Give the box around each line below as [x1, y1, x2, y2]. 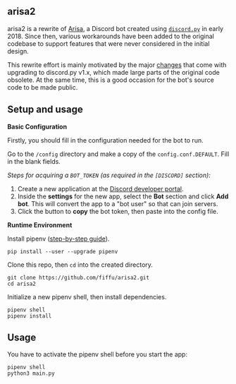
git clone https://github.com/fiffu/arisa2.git [7, 274, 150, 281]
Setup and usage [7, 104, 83, 116]
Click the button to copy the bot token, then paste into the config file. [17, 207, 218, 215]
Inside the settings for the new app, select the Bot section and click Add [17, 192, 229, 200]
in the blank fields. [7, 157, 61, 165]
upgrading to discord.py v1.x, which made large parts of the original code [7, 68, 220, 76]
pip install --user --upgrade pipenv [7, 248, 118, 255]
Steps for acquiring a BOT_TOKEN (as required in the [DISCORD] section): [7, 171, 211, 179]
